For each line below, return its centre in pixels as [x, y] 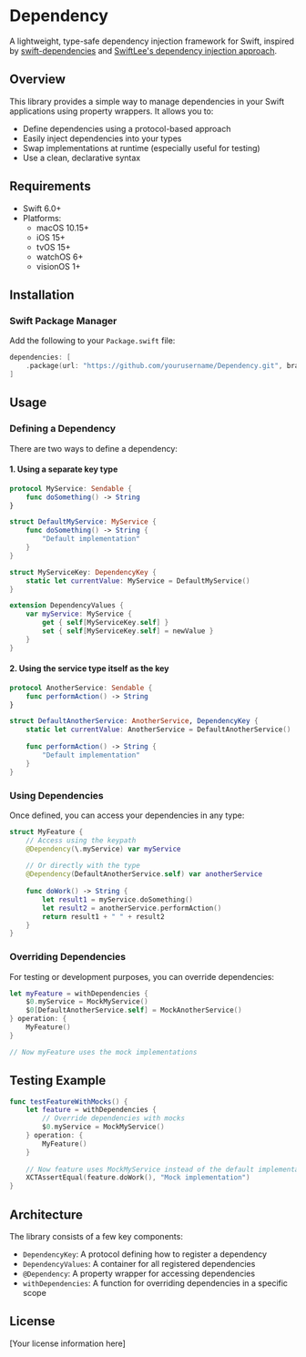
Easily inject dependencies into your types [102, 138]
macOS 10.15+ [62, 228]
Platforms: [42, 218]
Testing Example [58, 1081]
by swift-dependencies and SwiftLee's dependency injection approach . [143, 50]
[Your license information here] [67, 1343]
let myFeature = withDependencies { [79, 994]
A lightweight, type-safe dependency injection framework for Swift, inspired [152, 41]
